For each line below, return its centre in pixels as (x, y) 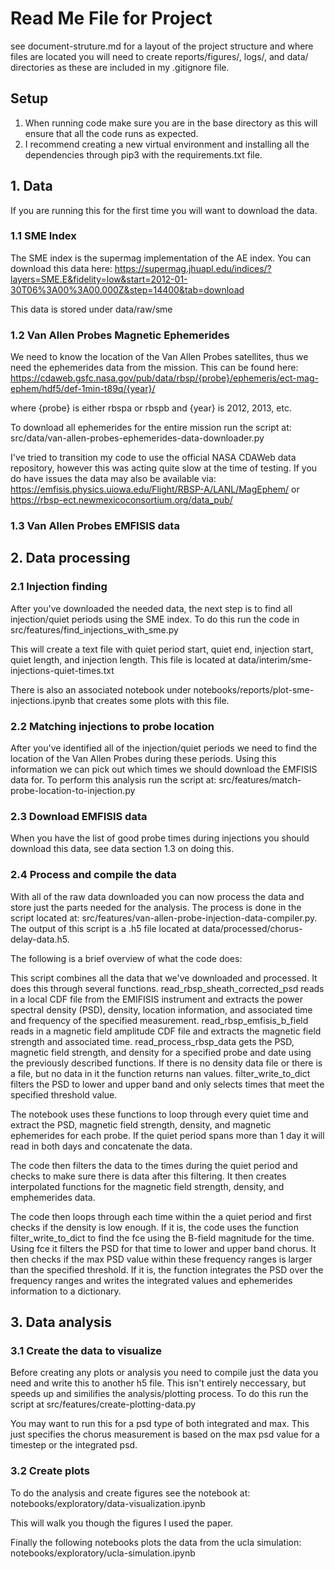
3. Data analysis (61, 1322)
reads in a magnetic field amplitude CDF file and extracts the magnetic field (166, 1031)
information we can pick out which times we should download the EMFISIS (164, 769)
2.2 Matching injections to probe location (112, 726)
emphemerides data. (53, 1197)
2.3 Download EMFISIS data (79, 816)
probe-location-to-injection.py (73, 791)
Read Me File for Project (111, 18)
